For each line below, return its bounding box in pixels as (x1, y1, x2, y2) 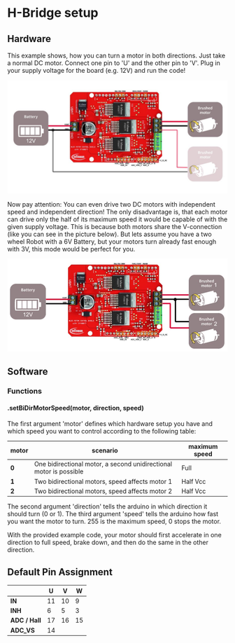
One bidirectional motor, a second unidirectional (34, 460, 173, 469)
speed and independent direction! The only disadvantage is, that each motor (7, 207, 228, 216)
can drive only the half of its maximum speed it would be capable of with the (7, 215, 228, 223)
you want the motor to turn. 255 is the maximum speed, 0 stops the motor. (7, 517, 222, 526)
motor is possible (34, 467, 84, 476)
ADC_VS (10, 625, 35, 635)
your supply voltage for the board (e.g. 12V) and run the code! (7, 67, 186, 74)
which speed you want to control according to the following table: (7, 427, 197, 435)
